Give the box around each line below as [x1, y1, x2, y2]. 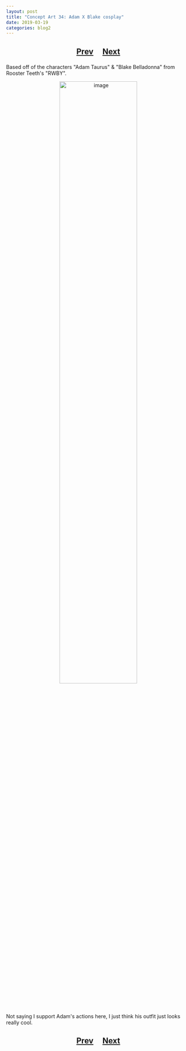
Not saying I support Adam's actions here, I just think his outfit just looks [6, 1012, 181, 1019]
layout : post [6, 8, 38, 15]
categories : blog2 [6, 25, 51, 31]
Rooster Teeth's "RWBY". [6, 70, 67, 77]
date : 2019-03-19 [6, 19, 49, 25]
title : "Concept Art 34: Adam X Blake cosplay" [6, 14, 125, 20]
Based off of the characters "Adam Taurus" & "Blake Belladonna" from [6, 63, 175, 70]
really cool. [6, 1019, 33, 1026]
